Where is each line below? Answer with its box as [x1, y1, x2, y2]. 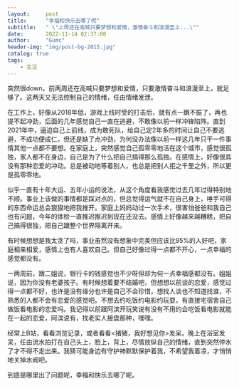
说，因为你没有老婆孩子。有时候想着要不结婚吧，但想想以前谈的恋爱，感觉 [7, 278, 225, 286]
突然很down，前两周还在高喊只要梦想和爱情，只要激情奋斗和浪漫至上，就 [7, 83, 223, 93]
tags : [7, 57, 23, 64]
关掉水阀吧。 [13, 355, 51, 364]
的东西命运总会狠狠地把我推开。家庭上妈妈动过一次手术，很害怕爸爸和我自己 [7, 203, 232, 212]
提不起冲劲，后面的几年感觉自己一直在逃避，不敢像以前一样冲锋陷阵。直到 [7, 117, 225, 125]
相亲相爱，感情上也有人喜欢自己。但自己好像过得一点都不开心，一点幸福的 [13, 245, 232, 254]
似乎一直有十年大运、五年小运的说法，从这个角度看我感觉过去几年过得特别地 [7, 185, 232, 194]
